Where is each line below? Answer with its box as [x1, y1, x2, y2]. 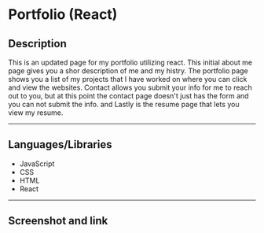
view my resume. [8, 108, 64, 117]
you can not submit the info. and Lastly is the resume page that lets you [8, 100, 240, 109]
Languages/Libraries [8, 138, 112, 151]
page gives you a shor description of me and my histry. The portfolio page [8, 66, 249, 76]
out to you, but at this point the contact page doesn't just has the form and [8, 91, 249, 100]
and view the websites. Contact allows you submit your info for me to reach [8, 83, 253, 92]
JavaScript [19, 159, 55, 168]
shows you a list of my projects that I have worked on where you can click [8, 75, 247, 83]
